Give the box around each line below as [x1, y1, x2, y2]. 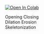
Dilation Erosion [5, 19, 37, 25]
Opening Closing [5, 14, 39, 19]
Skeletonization [5, 24, 36, 30]
